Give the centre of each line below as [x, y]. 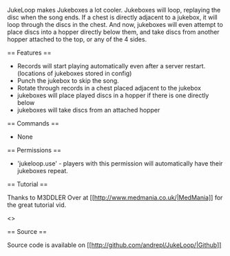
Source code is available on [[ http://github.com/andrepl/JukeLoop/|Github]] [114, 245]
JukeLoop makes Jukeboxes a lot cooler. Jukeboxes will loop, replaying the [114, 10]
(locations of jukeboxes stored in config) [74, 73]
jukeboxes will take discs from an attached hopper [88, 110]
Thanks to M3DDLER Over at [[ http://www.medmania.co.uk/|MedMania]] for [115, 197]
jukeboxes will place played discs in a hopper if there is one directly [113, 95]
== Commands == [33, 123]
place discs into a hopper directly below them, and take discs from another [113, 32]
